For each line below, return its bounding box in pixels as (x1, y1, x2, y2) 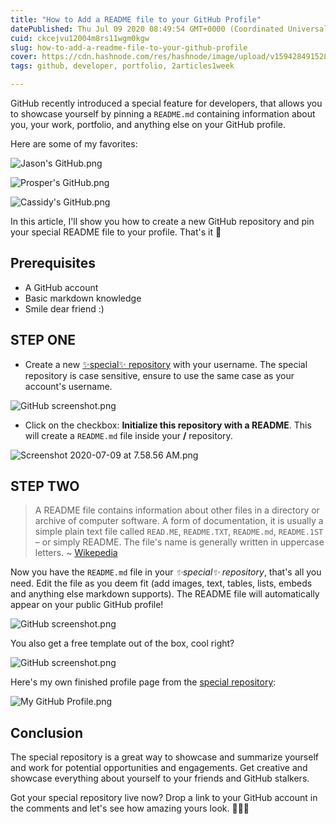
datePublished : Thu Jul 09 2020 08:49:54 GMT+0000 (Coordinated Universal (10, 24, 329, 34)
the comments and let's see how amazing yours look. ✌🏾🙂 (10, 802, 250, 815)
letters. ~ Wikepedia (34, 547, 118, 559)
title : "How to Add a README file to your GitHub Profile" (10, 14, 262, 25)
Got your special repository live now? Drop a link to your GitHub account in (10, 792, 318, 804)
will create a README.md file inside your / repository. (24, 429, 233, 441)
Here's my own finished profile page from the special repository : (10, 676, 277, 688)
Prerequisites (10, 255, 96, 272)
